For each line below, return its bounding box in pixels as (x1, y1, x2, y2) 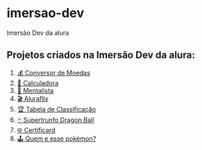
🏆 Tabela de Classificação (16, 105, 97, 113)
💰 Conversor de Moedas (16, 68, 90, 77)
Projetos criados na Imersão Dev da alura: (6, 49, 196, 61)
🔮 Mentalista (16, 86, 54, 95)
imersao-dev (6, 5, 85, 21)
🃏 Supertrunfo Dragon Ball (16, 115, 95, 124)
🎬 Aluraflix (16, 94, 49, 102)
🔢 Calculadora (16, 78, 59, 87)
